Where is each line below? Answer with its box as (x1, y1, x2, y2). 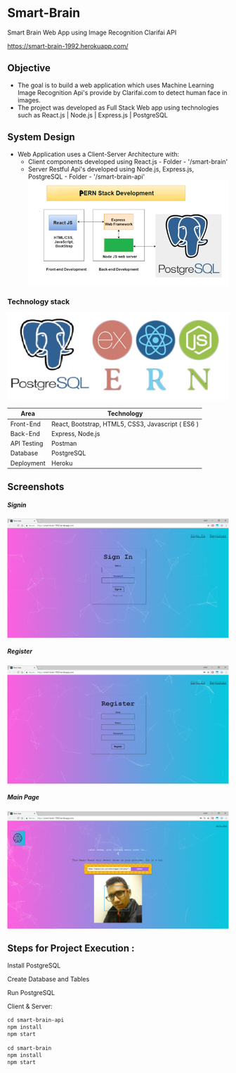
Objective (7, 62, 51, 75)
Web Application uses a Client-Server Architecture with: (17, 150, 180, 158)
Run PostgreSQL (7, 988, 55, 996)
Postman (51, 439, 77, 448)
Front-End (10, 420, 41, 428)
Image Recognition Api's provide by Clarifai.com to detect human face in (17, 88, 228, 96)
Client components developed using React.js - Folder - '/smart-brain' (27, 157, 228, 166)
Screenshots (7, 481, 65, 493)
